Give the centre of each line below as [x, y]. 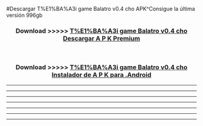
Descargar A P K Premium [101, 38]
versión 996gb [24, 15]
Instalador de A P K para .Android [101, 75]
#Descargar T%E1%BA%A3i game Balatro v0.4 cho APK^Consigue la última [101, 9]
